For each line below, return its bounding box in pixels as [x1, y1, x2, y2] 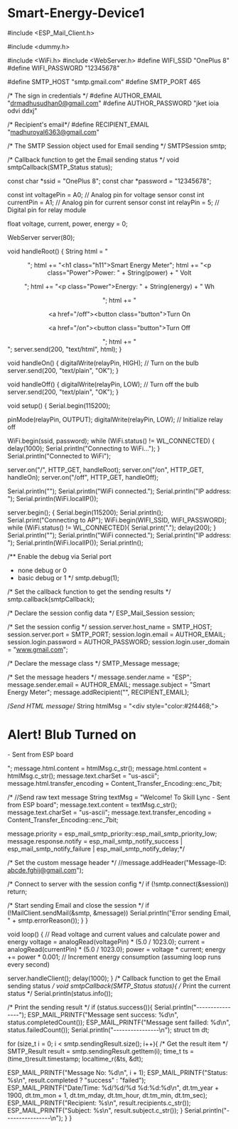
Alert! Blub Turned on [7, 727, 136, 743]
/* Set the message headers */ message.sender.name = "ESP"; [7, 673, 192, 681]
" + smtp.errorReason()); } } [7, 916, 89, 925]
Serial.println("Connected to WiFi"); [7, 451, 112, 460]
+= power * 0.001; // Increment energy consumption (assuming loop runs [7, 952, 222, 961]
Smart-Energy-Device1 [7, 5, 145, 21]
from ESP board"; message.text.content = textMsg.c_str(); [7, 800, 178, 809]
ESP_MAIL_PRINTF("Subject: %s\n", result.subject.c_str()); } [7, 1106, 183, 1115]
